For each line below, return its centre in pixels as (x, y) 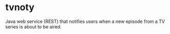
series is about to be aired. (33, 26)
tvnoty (20, 7)
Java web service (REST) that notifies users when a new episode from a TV (85, 21)
